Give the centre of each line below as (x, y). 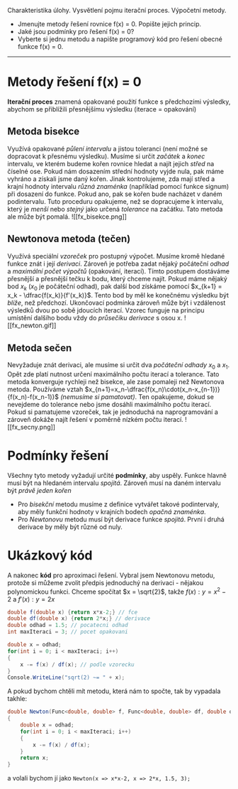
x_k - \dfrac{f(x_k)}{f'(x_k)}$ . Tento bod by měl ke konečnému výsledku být (118, 295)
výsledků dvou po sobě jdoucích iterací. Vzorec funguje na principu (106, 310)
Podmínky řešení (58, 456)
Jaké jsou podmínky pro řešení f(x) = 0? (76, 32)
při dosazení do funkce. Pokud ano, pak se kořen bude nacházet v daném (115, 194)
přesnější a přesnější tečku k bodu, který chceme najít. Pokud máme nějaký (118, 278)
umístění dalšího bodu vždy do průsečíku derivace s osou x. (95, 318)
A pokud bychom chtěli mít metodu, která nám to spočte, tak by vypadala (114, 691)
